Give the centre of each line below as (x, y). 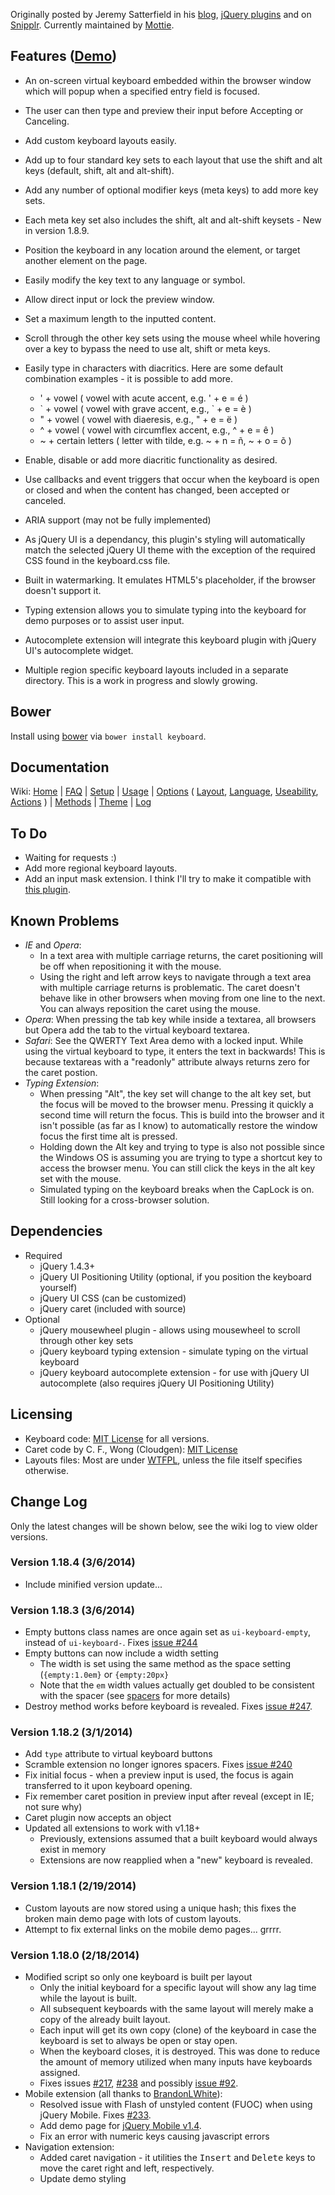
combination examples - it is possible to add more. (129, 378)
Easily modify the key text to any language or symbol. (135, 280)
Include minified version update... (93, 1584)
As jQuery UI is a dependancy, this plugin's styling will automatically (165, 539)
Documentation (60, 767)
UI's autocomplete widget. (79, 650)
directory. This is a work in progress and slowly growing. (141, 680)
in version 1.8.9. (57, 230)
